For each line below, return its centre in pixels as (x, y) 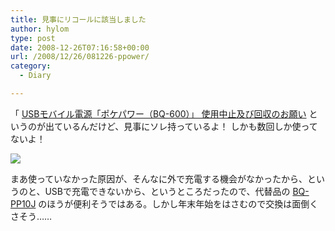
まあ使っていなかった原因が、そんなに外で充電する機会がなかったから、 (159, 178)
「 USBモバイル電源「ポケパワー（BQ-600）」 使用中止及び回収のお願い (158, 113)
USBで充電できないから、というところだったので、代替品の (167, 191)
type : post (33, 38)
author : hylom (40, 29)
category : (31, 66)
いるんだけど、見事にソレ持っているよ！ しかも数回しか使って (190, 126)
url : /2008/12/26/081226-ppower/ (80, 57)
